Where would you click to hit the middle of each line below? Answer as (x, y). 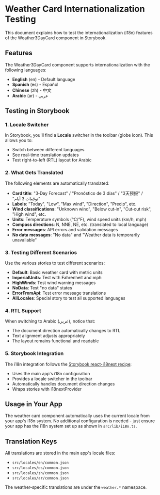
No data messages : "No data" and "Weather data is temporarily (76, 235)
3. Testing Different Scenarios (41, 252)
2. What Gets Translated (34, 173)
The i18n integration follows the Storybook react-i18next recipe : (68, 364)
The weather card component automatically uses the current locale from (78, 416)
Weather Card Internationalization (75, 9)
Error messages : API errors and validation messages (65, 229)
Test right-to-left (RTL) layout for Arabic (52, 160)
